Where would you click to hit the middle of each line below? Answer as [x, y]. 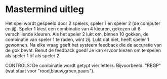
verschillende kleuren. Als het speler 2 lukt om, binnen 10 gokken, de [77, 34]
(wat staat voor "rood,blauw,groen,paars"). [50, 71]
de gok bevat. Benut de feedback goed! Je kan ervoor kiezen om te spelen [83, 50]
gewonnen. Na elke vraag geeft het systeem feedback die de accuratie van [83, 45]
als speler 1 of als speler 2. [33, 55]
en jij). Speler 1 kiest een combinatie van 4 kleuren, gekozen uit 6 [73, 28]
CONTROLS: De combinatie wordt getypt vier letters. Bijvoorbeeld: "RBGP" [83, 65]
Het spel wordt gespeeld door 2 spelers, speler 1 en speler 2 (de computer [83, 23]
